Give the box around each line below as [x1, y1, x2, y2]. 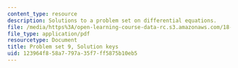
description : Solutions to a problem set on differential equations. [7, 17, 217, 24]
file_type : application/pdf [7, 30, 91, 38]
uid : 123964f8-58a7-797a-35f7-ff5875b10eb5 [7, 50, 138, 57]
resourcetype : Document [7, 37, 78, 44]
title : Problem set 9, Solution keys [7, 43, 119, 50]
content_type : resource [7, 10, 78, 18]
